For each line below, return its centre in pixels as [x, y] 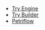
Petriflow [23, 21]
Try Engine [25, 9]
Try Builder [25, 15]
